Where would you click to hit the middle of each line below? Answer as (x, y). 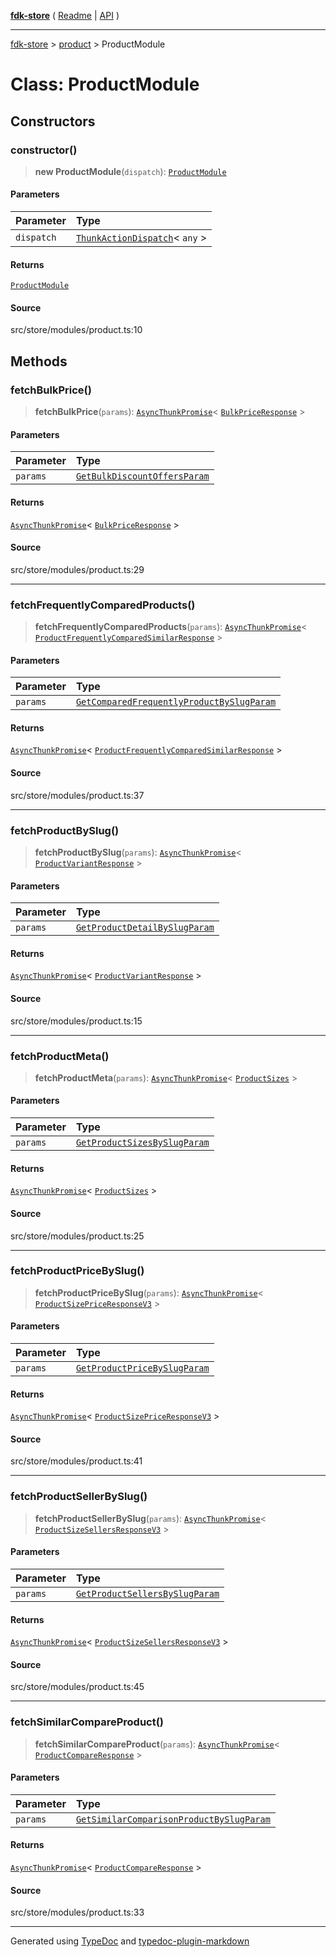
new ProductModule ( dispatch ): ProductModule (130, 171)
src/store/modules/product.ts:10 (76, 330)
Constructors (53, 121)
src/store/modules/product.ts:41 (76, 1461)
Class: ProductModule (105, 84)
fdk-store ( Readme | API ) (65, 15)
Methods (39, 361)
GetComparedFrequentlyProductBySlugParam (176, 702)
